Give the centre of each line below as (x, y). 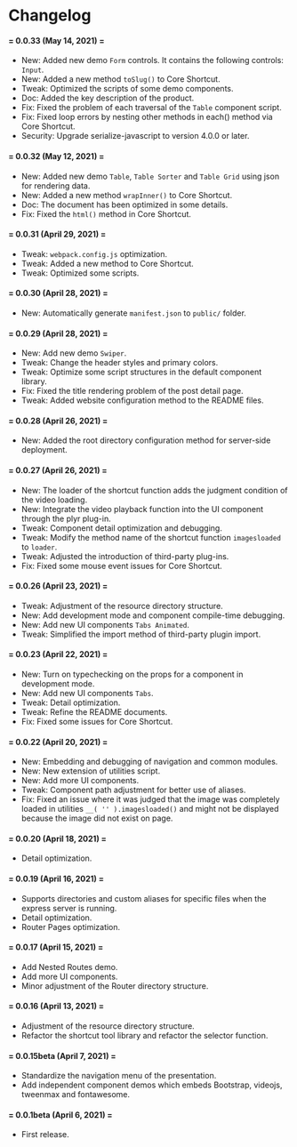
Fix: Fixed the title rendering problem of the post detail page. (132, 391)
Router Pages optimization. (71, 926)
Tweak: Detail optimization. (71, 702)
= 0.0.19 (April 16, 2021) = (56, 879)
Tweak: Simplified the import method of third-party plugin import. (141, 634)
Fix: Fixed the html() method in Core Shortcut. (106, 213)
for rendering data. (56, 185)
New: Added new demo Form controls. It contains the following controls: (152, 60)
